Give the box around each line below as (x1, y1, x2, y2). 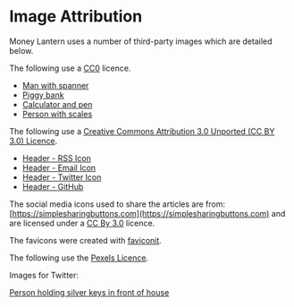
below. (9, 45, 34, 55)
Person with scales (21, 108, 93, 119)
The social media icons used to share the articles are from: (9, 199, 226, 209)
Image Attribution (9, 6, 143, 27)
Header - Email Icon (21, 162, 97, 173)
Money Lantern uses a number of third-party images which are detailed (9, 36, 273, 47)
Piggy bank (21, 90, 64, 100)
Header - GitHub (21, 181, 84, 192)
